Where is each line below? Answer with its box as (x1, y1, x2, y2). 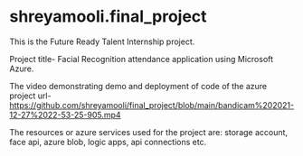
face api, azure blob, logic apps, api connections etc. (9, 136, 207, 147)
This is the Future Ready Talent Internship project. (9, 36, 195, 47)
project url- (9, 90, 52, 101)
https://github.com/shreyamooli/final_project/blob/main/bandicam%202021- (9, 99, 295, 110)
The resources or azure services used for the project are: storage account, (9, 126, 288, 137)
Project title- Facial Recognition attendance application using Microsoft (9, 53, 274, 64)
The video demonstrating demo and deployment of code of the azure (9, 80, 268, 91)
